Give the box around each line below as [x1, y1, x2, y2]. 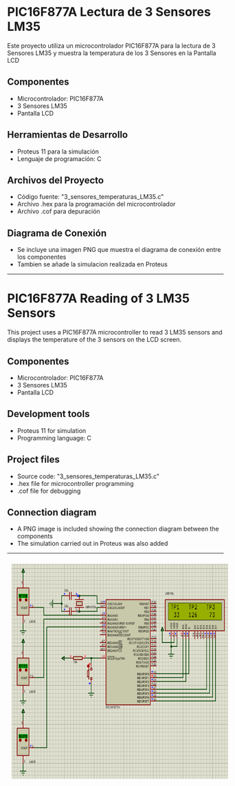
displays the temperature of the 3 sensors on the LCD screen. [7, 335, 182, 344]
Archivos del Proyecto [7, 174, 104, 186]
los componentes [16, 253, 67, 262]
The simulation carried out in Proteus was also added [16, 540, 168, 548]
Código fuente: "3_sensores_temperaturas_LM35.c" [16, 193, 164, 201]
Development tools [7, 408, 90, 420]
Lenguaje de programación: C [16, 154, 102, 162]
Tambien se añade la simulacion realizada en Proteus [16, 260, 168, 268]
